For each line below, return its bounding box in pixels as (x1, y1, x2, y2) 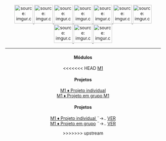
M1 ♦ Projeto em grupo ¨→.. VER (50, 120, 116, 126)
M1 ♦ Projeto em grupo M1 (56, 93, 110, 99)
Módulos (74, 54, 92, 60)
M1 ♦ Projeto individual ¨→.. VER (50, 115, 116, 121)
